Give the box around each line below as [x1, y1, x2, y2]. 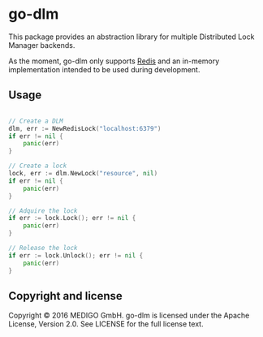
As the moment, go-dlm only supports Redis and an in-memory [8, 56, 220, 66]
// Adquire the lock [8, 206, 79, 215]
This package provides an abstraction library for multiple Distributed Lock [8, 32, 255, 41]
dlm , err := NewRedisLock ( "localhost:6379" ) [8, 124, 162, 132]
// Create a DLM [8, 117, 63, 125]
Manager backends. [8, 40, 75, 50]
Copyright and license [8, 289, 123, 303]
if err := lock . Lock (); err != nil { [8, 214, 136, 223]
